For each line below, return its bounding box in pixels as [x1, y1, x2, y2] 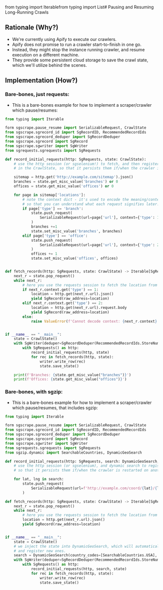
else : [22, 314, 34, 319]
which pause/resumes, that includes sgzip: [12, 404, 98, 411]
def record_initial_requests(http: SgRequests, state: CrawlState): [5, 157, 147, 162]
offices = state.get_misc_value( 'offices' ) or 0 [14, 184, 114, 189]
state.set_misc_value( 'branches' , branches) [31, 228, 123, 233]
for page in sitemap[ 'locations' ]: [14, 192, 86, 197]
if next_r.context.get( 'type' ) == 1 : [22, 287, 98, 292]
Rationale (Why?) [5, 23, 59, 32]
